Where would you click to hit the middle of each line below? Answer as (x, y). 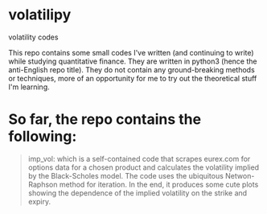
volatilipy (40, 15)
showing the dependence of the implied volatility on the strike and (138, 193)
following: (43, 136)
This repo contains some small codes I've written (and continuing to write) (131, 52)
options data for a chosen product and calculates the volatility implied (144, 167)
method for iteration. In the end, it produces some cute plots (159, 184)
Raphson (43, 184)
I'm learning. (29, 87)
